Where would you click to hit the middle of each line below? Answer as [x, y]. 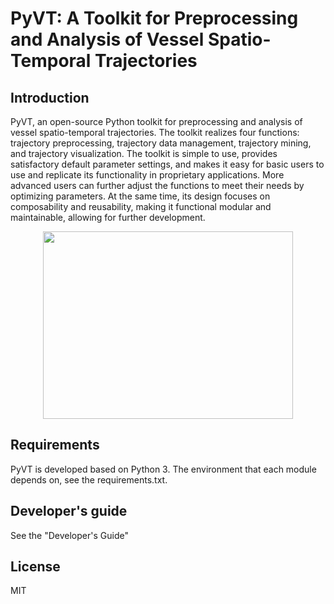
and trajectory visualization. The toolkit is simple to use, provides [144, 153]
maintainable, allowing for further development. [108, 217]
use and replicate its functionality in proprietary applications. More [147, 175]
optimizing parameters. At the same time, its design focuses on [140, 196]
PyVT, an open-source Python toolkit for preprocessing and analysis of [156, 121]
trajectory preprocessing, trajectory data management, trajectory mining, [161, 143]
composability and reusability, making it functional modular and [141, 206]
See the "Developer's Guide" [69, 535]
